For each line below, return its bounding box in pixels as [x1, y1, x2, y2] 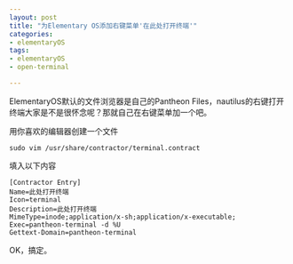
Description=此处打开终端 [9, 204, 98, 213]
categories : [9, 29, 53, 38]
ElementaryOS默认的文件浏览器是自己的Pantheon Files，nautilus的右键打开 [9, 95, 284, 107]
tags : [9, 46, 29, 55]
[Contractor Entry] [9, 178, 82, 187]
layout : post [9, 12, 58, 22]
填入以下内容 [9, 160, 56, 171]
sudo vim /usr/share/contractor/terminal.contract [9, 143, 201, 152]
